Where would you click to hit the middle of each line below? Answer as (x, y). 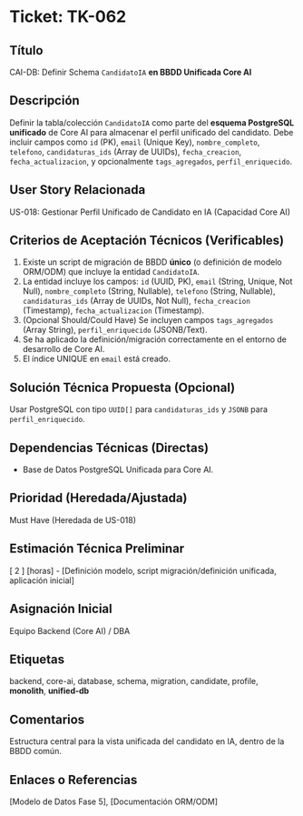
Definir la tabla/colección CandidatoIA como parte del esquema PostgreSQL (152, 122)
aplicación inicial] (42, 580)
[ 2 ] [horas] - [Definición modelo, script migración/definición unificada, (143, 570)
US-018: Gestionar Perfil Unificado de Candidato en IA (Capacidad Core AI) (150, 212)
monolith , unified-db (49, 691)
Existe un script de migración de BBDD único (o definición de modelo (152, 262)
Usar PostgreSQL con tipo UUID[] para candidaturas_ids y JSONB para (139, 409)
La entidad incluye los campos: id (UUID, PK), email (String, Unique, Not (157, 282)
